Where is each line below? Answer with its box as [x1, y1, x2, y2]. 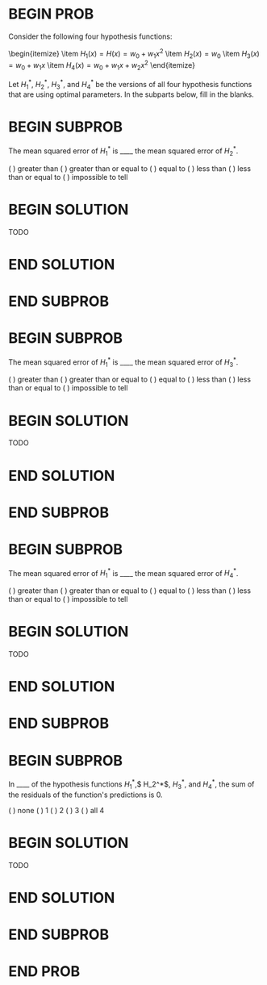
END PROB [8, 962, 81, 981]
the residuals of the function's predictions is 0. [8, 790, 163, 799]
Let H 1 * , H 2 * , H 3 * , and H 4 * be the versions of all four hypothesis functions [8, 77, 252, 91]
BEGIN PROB [8, 5, 94, 23]
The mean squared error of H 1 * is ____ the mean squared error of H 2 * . [8, 144, 239, 157]
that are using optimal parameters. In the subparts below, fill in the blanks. [8, 90, 254, 99]
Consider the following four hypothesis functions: [8, 31, 173, 41]
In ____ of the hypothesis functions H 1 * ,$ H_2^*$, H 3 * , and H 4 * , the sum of [8, 778, 255, 791]
